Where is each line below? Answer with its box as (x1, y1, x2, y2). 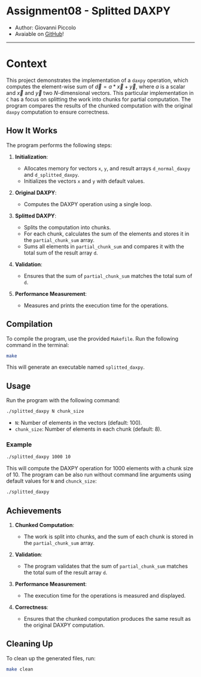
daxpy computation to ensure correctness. (6, 108, 109, 115)
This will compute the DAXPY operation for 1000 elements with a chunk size (6, 465, 193, 472)
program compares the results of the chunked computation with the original (6, 102, 193, 109)
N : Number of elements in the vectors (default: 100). (14, 419, 142, 427)
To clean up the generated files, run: (6, 654, 96, 661)
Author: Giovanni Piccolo (14, 24, 77, 31)
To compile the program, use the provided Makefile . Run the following (6, 335, 178, 342)
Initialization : (14, 153, 48, 160)
